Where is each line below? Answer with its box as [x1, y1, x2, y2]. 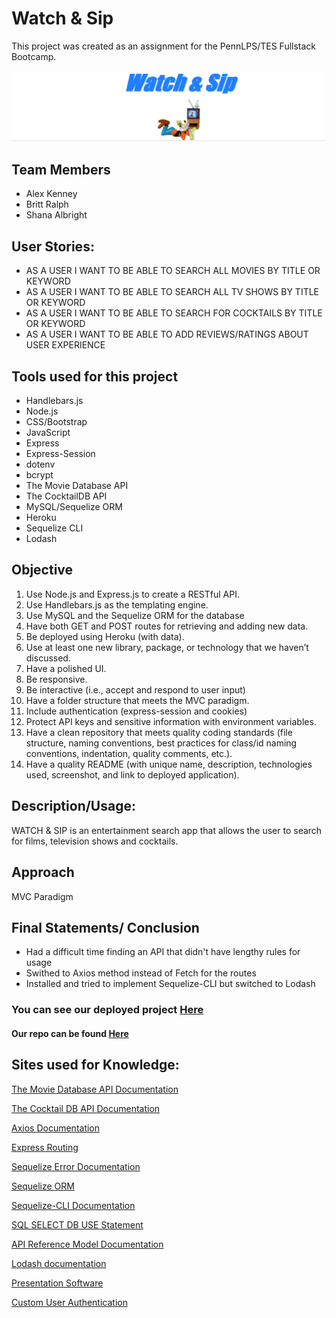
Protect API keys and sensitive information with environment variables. [25, 715, 317, 727]
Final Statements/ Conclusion [11, 919, 200, 936]
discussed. [25, 652, 71, 664]
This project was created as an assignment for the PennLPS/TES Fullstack [11, 40, 317, 52]
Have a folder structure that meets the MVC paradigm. [25, 694, 250, 706]
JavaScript [25, 427, 71, 439]
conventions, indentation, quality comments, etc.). [25, 747, 233, 759]
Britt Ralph [25, 198, 69, 211]
